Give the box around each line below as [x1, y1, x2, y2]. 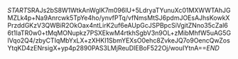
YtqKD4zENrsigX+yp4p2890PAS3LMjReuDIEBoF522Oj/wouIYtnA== [7, 44, 207, 52]
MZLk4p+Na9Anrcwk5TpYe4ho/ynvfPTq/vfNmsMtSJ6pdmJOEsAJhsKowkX [7, 14, 230, 22]
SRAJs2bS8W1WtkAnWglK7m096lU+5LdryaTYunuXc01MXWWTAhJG [27, 6, 231, 14]
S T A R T [7, 6, 28, 14]
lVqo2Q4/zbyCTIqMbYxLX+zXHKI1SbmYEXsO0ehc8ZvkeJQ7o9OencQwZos [7, 36, 231, 45]
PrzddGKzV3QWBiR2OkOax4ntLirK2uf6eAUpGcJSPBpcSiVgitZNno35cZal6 [7, 21, 229, 29]
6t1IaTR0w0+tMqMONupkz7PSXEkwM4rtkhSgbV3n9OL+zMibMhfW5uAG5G [7, 28, 232, 37]
